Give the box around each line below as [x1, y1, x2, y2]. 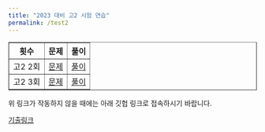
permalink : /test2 [8, 19, 69, 27]
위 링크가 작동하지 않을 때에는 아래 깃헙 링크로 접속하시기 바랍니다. [8, 98, 212, 108]
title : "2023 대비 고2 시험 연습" [8, 11, 110, 20]
